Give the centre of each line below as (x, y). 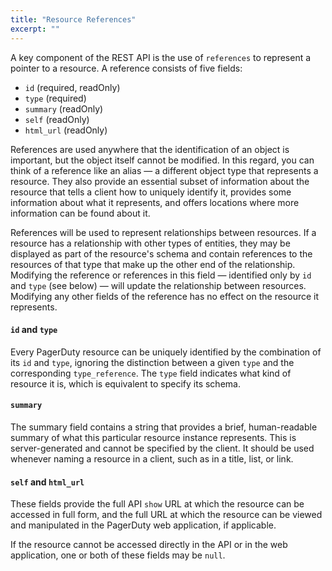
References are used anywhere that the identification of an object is (150, 149)
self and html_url (47, 482)
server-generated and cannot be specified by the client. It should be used (162, 448)
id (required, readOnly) (72, 87)
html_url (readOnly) (66, 130)
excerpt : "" (35, 29)
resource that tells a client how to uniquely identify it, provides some (151, 192)
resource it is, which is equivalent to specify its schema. (125, 383)
